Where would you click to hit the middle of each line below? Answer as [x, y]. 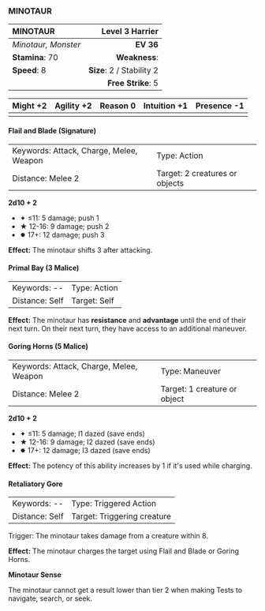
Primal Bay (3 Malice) [44, 268]
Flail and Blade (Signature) [52, 130]
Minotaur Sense [35, 575]
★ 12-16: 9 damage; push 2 [64, 226]
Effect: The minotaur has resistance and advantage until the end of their [127, 320]
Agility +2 [73, 106]
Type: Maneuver [190, 371]
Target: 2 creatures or [197, 173]
